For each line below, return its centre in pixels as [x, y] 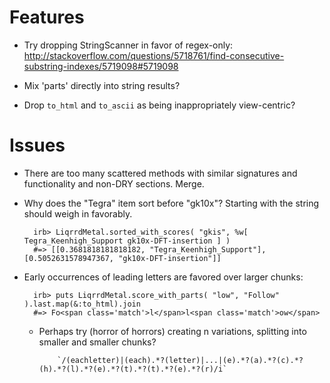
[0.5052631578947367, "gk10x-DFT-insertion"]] [122, 258]
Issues [37, 145]
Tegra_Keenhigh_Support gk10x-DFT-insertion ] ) [127, 241]
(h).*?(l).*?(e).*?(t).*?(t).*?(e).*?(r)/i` [133, 369]
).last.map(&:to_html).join [82, 304]
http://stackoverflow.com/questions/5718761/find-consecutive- [154, 55]
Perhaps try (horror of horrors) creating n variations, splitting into [172, 331]
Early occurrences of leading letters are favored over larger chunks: [163, 277]
